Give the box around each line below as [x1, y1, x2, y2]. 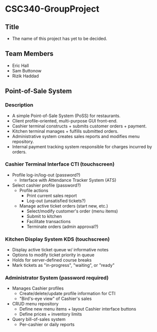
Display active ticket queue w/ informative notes [12, 247, 109, 253]
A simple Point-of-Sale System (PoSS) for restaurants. [12, 113, 121, 119]
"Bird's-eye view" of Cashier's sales [19, 296, 92, 302]
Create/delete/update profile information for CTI [19, 291, 116, 297]
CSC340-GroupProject [5, 3, 100, 15]
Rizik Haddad [12, 73, 39, 79]
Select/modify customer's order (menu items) [26, 208, 118, 214]
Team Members [5, 50, 53, 58]
